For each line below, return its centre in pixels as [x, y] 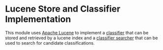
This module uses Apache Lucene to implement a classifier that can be [77, 33]
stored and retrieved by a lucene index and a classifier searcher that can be [81, 38]
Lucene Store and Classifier [63, 9]
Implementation [38, 19]
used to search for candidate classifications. [50, 43]
